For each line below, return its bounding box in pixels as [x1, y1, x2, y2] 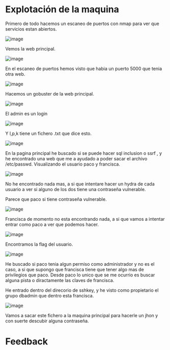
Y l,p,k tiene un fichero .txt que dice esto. [5, 130, 92, 136]
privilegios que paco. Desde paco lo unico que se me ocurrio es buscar [5, 272, 155, 278]
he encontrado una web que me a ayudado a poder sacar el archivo [5, 155, 148, 161]
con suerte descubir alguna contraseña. [5, 318, 89, 324]
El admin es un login [5, 110, 48, 116]
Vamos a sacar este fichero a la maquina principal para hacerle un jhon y [5, 312, 158, 318]
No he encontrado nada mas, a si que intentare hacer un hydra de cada [5, 180, 155, 187]
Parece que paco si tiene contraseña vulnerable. [5, 196, 107, 202]
